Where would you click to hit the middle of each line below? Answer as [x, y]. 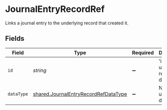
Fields [15, 39]
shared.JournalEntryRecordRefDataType [80, 94]
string [40, 70]
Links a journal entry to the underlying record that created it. [67, 23]
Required [143, 52]
